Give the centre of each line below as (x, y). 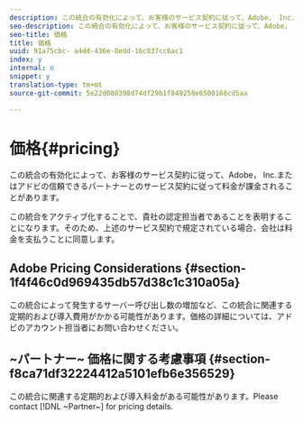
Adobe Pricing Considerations (96, 268)
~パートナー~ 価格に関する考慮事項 (108, 358)
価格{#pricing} (65, 148)
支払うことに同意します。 (72, 239)
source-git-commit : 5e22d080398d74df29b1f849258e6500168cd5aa (129, 93)
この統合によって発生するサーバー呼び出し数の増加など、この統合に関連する (151, 305)
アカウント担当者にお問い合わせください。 (104, 328)
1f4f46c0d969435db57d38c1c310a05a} (125, 282)
